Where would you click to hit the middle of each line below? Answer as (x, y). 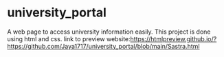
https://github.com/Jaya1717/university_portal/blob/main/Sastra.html (104, 46)
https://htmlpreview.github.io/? (173, 38)
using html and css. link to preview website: (69, 38)
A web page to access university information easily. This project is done (109, 32)
